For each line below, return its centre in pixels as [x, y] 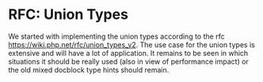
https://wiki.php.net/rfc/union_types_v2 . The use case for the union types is [131, 44]
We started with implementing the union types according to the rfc [116, 36]
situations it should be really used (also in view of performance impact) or [129, 61]
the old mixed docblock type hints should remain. [89, 69]
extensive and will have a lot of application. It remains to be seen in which [128, 53]
